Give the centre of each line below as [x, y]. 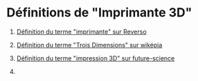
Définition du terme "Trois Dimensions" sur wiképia [89, 45]
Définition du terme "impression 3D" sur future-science [96, 58]
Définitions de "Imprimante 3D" [99, 13]
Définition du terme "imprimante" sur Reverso [81, 32]
